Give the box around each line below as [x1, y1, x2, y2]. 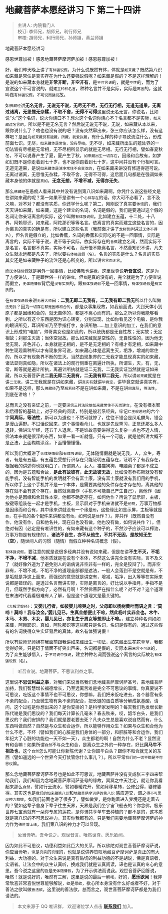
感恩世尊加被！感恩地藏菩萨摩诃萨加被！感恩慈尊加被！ [5, 56, 119, 62]
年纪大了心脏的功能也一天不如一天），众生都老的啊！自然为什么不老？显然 [5, 735, 156, 741]
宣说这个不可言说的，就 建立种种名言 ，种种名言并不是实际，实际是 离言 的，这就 [5, 85, 162, 91]
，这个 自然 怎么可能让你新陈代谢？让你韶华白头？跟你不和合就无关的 [18, 748, 157, 754]
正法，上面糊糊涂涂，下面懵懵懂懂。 [9, 439, 84, 445]
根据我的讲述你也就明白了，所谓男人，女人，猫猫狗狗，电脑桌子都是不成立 [5, 462, 158, 469]
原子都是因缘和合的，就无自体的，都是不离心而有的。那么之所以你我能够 [5, 309, 154, 316]
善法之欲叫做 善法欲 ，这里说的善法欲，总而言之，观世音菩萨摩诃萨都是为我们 [5, 886, 161, 892]
